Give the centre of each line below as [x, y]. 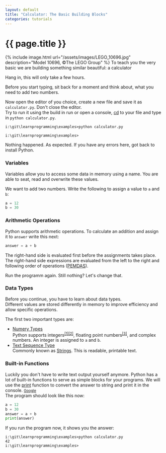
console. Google [21, 390]
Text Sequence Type [34, 345]
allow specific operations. [32, 309]
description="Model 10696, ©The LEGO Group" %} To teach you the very [81, 63]
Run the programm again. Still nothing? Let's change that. [64, 275]
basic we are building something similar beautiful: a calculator [68, 68]
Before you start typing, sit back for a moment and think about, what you [80, 87]
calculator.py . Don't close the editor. [43, 107]
